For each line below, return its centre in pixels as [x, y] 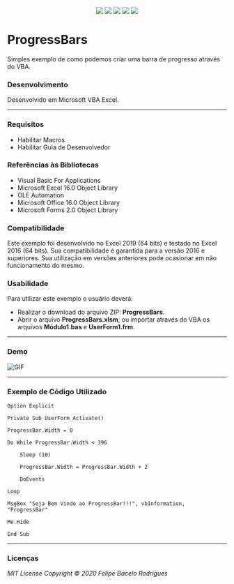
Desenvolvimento [38, 84]
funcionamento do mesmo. [46, 266]
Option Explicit [31, 406]
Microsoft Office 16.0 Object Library [69, 202]
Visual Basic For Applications [59, 180]
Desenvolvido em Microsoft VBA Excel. [63, 100]
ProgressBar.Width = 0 [40, 430]
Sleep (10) [36, 455]
